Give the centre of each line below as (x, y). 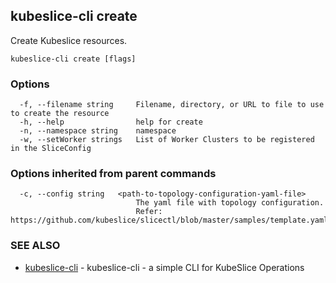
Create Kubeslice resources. (69, 40)
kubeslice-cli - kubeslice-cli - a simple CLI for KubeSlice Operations (164, 267)
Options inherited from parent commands (113, 174)
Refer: (149, 212)
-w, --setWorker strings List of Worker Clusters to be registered (167, 140)
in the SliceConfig (51, 149)
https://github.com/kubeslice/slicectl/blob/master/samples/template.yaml (169, 220)
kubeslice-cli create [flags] (73, 59)
